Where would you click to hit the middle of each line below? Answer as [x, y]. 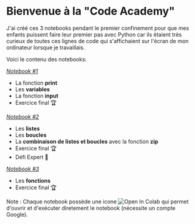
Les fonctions [33, 180]
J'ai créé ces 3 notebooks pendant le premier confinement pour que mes [98, 28]
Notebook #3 [23, 169]
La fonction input [37, 96]
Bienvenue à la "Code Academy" [91, 11]
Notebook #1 [22, 71]
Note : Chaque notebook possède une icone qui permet [97, 201]
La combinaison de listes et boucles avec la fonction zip [87, 141]
